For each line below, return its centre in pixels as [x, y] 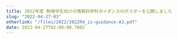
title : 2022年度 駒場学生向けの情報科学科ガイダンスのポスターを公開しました [89, 11]
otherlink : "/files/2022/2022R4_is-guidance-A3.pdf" [72, 22]
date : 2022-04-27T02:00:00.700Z [45, 27]
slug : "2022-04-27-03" [34, 17]
